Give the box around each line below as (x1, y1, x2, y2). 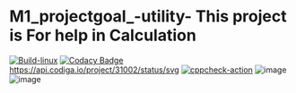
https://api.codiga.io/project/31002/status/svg (9, 64, 179, 75)
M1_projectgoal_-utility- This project (9, 6, 287, 27)
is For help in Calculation (9, 25, 197, 46)
